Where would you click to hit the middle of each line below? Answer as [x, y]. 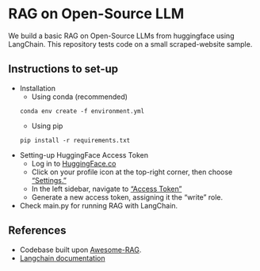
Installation [38, 88]
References [37, 231]
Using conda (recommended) [80, 97]
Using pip [47, 126]
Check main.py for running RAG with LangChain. [99, 205]
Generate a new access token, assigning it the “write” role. [127, 197]
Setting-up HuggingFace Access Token [84, 155]
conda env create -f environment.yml [82, 111]
